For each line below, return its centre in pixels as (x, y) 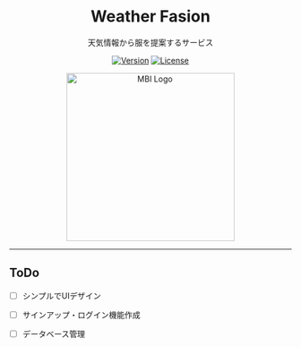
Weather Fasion (150, 17)
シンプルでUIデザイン (61, 295)
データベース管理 (54, 334)
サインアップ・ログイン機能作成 (81, 315)
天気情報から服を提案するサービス (150, 42)
